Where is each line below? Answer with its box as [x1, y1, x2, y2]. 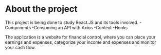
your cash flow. [5, 44, 36, 50]
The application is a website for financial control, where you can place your [5, 34, 156, 40]
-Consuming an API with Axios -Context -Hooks [32, 24, 128, 30]
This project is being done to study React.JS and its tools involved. [5, 19, 139, 25]
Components [5, 24, 31, 30]
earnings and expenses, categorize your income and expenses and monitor [5, 39, 157, 45]
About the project [5, 3, 78, 15]
